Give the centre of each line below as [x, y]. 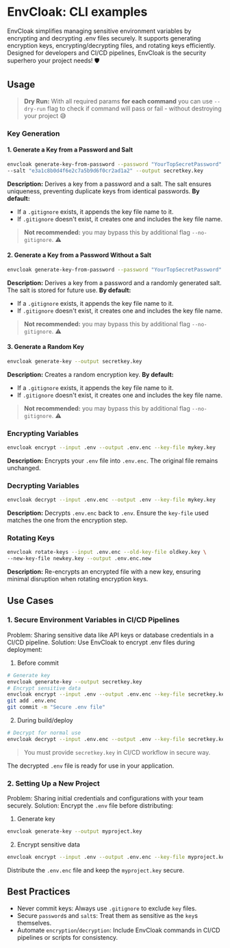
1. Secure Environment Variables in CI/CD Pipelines [93, 620]
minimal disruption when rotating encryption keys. [78, 579]
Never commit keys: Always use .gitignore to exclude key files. [107, 908]
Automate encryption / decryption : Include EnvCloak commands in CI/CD [118, 930]
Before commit [38, 663]
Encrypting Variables [43, 433]
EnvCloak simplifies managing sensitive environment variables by [99, 31]
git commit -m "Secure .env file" [56, 707]
